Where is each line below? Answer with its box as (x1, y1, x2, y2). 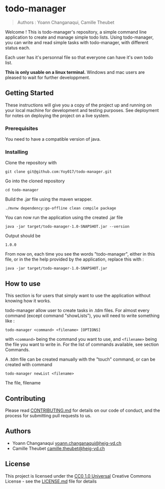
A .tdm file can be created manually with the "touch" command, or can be (5, 356, 156, 362)
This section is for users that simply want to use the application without (5, 293, 151, 299)
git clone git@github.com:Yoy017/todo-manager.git (5, 169, 112, 174)
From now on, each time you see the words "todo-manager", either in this (5, 251, 155, 257)
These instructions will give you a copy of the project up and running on (5, 102, 152, 108)
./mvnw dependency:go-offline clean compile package (5, 206, 116, 211)
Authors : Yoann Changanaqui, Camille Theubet (17, 19, 114, 25)
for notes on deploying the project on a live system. (5, 112, 110, 118)
